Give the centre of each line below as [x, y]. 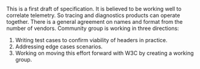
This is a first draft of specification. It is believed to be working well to [94, 9]
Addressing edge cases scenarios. [59, 46]
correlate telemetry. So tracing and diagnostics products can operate [93, 15]
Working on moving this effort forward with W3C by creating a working [104, 53]
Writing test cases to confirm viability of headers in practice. [91, 40]
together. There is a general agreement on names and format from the [95, 22]
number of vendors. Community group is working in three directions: [93, 28]
